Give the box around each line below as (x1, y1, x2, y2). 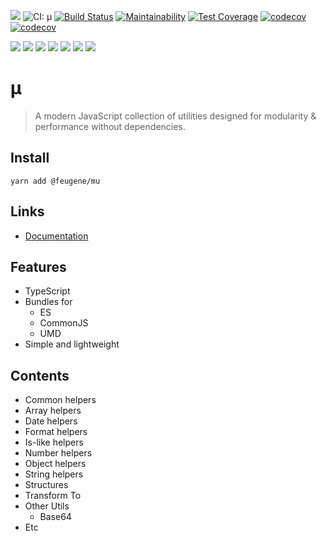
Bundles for (24, 296, 73, 308)
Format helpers (24, 426, 88, 438)
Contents (10, 367, 70, 384)
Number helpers (24, 447, 93, 459)
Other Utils (24, 500, 70, 512)
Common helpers (24, 394, 97, 406)
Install (10, 150, 50, 167)
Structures (24, 479, 69, 491)
